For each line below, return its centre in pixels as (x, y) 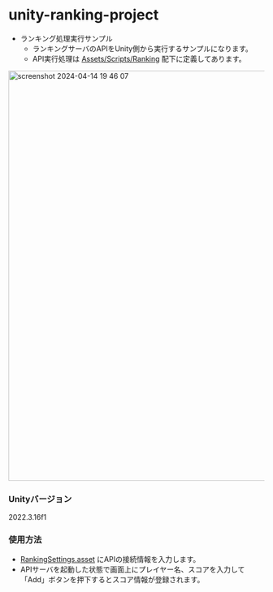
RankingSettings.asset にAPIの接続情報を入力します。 (110, 559)
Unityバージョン (40, 499)
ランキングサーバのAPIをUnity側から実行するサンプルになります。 (143, 48)
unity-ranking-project (84, 15)
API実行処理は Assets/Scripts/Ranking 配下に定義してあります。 (139, 58)
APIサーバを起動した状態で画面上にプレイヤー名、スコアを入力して (132, 569)
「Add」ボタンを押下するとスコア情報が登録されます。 (112, 579)
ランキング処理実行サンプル (66, 38)
